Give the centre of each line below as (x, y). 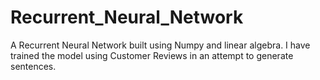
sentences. (33, 66)
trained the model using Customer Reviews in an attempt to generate (152, 55)
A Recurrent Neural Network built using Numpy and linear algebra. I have (160, 45)
